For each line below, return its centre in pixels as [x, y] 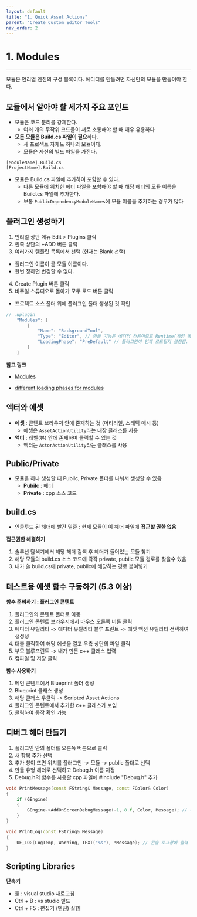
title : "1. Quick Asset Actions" [47, 17]
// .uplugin [21, 314]
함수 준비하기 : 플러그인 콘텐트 [40, 602]
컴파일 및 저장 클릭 [36, 658]
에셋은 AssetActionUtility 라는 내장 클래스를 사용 [81, 430]
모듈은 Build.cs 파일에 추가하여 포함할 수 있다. [67, 179]
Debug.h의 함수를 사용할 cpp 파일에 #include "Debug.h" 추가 [86, 777]
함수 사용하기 [21, 671]
